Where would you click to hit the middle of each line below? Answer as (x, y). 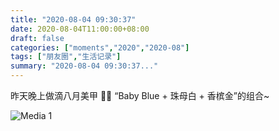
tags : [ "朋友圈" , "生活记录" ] (66, 57)
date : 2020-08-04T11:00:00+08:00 (80, 29)
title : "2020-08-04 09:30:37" (73, 19)
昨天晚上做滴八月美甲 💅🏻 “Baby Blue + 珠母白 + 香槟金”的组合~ (140, 95)
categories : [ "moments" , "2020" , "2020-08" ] (100, 47)
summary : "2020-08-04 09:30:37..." (84, 66)
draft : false (37, 38)
